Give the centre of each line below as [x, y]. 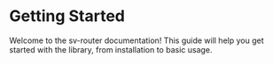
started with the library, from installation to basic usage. [111, 49]
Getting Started [67, 16]
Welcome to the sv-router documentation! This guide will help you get [136, 40]
